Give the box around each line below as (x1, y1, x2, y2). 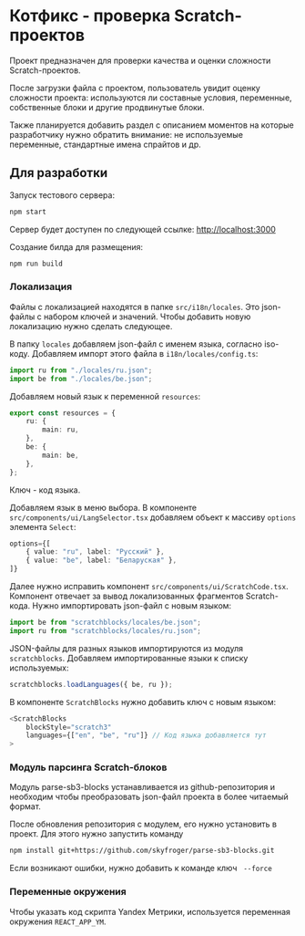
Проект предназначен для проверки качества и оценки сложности (9, 55, 271, 66)
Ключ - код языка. (9, 484, 81, 495)
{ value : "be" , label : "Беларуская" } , (25, 556, 178, 566)
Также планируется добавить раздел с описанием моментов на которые (9, 120, 294, 130)
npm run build (9, 259, 64, 268)
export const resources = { (9, 408, 117, 418)
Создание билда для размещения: (9, 241, 144, 252)
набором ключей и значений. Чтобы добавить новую (44, 311, 251, 322)
